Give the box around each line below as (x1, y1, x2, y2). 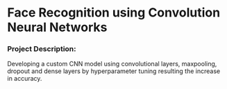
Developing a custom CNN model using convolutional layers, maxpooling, (7, 60, 217, 68)
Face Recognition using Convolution (7, 5, 221, 21)
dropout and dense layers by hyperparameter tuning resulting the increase (7, 67, 221, 75)
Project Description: (7, 44, 76, 54)
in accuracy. (7, 75, 42, 83)
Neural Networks (7, 19, 108, 35)
